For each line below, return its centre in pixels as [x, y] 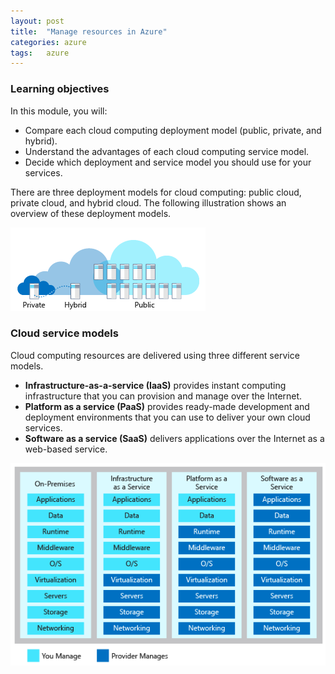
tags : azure [40, 53]
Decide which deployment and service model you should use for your [168, 162]
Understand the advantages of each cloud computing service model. [167, 151]
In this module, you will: [59, 111]
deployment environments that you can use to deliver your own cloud [167, 417]
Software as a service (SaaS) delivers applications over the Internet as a [174, 438]
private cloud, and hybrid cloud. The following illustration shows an [148, 202]
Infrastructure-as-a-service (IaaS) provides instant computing [155, 385]
